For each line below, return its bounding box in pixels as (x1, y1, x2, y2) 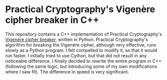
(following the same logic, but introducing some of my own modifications (5, 63, 157, 69)
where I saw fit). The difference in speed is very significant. (5, 68, 129, 74)
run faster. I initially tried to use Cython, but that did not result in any (5, 52, 147, 59)
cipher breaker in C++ (5, 14, 100, 26)
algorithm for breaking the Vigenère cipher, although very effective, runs (5, 42, 156, 48)
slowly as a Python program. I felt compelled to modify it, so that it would (5, 47, 157, 53)
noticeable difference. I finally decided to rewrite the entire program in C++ (5, 58, 162, 64)
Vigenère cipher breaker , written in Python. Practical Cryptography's (5, 36, 148, 43)
